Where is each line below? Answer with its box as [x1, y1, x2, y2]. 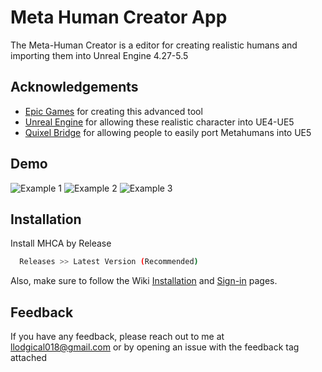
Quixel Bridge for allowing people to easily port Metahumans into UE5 [24, 126, 312, 138]
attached [10, 352, 47, 364]
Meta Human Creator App [10, 6, 228, 29]
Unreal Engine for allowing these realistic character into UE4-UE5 [24, 116, 295, 128]
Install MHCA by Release [10, 237, 112, 250]
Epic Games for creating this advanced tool [24, 105, 203, 117]
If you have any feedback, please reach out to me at [10, 331, 225, 343]
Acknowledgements [10, 79, 139, 96]
